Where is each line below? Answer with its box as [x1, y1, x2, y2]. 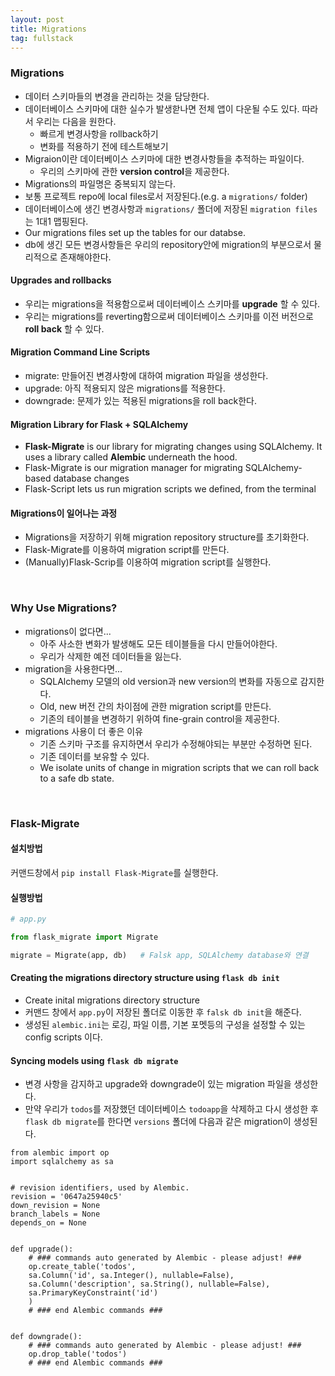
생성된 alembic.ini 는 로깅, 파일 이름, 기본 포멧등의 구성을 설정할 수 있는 [24, 1018, 306, 1030]
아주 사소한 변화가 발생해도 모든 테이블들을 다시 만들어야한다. [39, 637, 278, 650]
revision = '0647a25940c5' [10, 1192, 123, 1202]
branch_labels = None [10, 1209, 101, 1220]
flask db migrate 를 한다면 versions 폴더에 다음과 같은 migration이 [24, 1116, 292, 1128]
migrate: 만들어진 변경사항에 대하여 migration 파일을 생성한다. [24, 370, 269, 382]
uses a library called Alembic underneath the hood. [24, 451, 238, 463]
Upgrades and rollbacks [10, 274, 112, 286]
